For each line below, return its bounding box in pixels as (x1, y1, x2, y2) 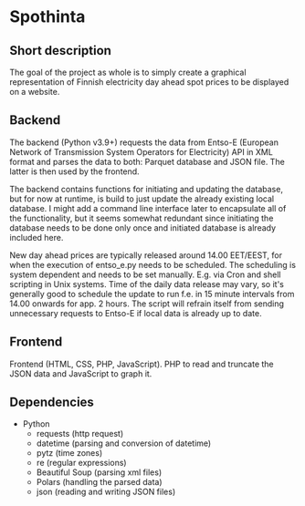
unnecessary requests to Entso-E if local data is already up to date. (9, 307, 262, 318)
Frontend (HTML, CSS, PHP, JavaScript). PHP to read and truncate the (9, 358, 274, 369)
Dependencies (9, 395, 94, 410)
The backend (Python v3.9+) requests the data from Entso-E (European (9, 137, 279, 148)
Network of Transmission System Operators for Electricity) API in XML (9, 146, 274, 157)
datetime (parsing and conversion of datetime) (36, 438, 212, 449)
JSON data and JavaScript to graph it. (9, 367, 152, 379)
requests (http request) (36, 429, 124, 439)
